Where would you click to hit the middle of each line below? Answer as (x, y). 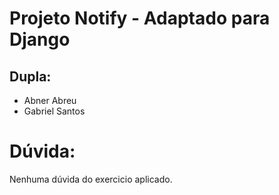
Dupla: (30, 76)
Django (40, 39)
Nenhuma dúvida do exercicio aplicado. (91, 179)
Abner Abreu (50, 100)
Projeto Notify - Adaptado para (140, 18)
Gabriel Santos (54, 111)
